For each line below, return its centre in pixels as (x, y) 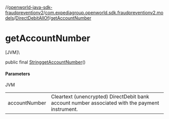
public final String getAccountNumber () (46, 62)
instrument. (64, 109)
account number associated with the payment (105, 103)
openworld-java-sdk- (30, 7)
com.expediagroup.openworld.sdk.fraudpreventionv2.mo (104, 13)
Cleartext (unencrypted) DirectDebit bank (100, 97)
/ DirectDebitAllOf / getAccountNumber (53, 18)
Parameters (18, 74)
